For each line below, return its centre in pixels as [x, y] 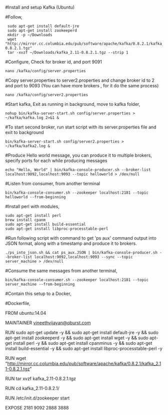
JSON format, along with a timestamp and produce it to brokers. [71, 243]
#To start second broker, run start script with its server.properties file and [81, 127]
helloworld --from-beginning [35, 197]
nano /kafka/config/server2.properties [47, 95]
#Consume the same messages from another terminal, [61, 271]
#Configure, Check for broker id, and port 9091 [54, 62]
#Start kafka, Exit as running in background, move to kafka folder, [73, 104]
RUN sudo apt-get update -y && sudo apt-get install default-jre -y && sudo [82, 332]
